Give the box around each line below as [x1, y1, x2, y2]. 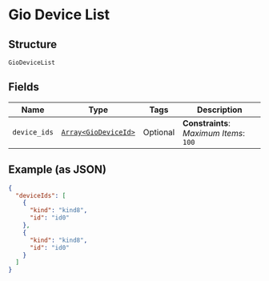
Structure [8, 38, 58, 51]
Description [196, 104, 243, 115]
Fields [8, 80, 40, 94]
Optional [143, 126, 175, 138]
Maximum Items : [183, 127, 246, 138]
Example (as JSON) [8, 163, 106, 177]
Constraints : [183, 118, 231, 129]
